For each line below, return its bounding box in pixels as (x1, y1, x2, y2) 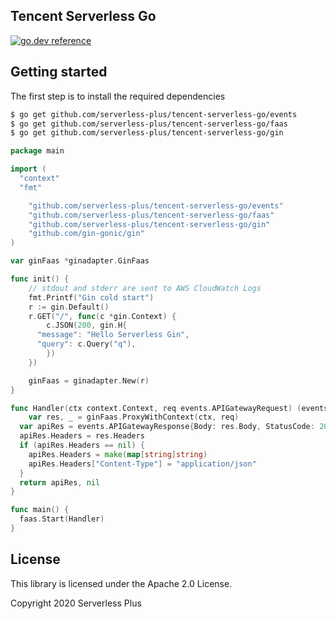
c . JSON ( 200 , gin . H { (46, 320, 128, 331)
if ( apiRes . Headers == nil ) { (19, 440, 145, 450)
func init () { (10, 274, 70, 284)
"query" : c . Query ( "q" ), (36, 339, 137, 349)
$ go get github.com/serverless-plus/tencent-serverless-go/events (10, 109, 298, 119)
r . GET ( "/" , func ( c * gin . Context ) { (28, 311, 177, 321)
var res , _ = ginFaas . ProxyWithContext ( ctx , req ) (28, 412, 240, 423)
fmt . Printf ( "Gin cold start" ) (28, 292, 155, 303)
